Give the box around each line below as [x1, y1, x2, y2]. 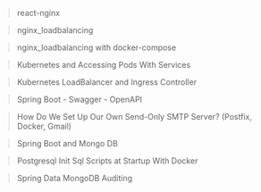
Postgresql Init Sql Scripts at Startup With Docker [16, 155, 198, 166]
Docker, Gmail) [16, 121, 72, 131]
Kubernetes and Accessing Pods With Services [16, 60, 191, 70]
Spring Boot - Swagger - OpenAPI [16, 94, 143, 104]
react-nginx [16, 8, 60, 18]
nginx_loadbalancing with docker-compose [16, 42, 176, 53]
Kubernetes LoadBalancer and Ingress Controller [16, 77, 198, 88]
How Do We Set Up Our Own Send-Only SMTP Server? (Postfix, [16, 112, 252, 121]
